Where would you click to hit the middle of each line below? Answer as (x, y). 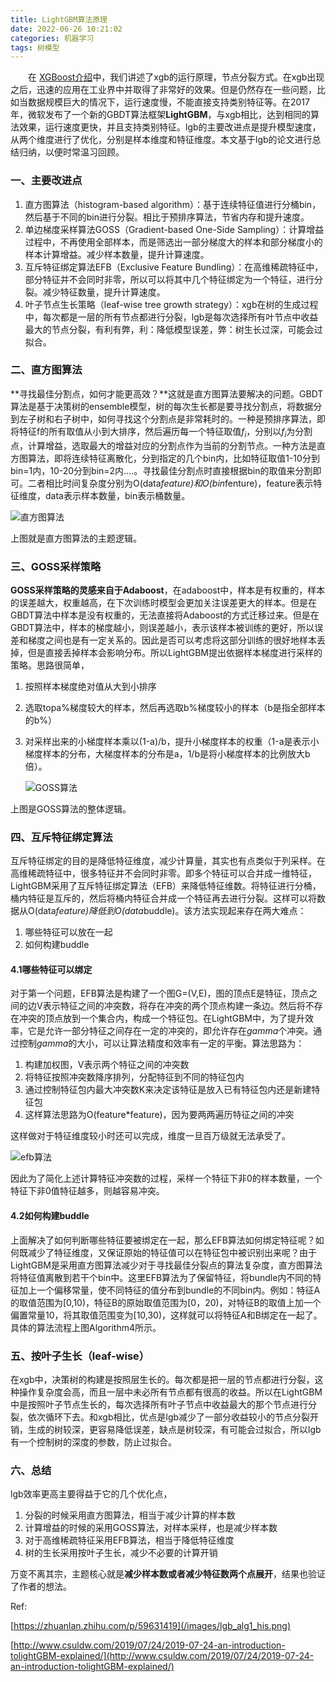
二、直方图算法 (46, 370)
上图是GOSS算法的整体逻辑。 (71, 808)
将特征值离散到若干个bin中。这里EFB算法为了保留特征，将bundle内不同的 (161, 1277)
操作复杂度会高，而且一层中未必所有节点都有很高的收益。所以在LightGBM (170, 1392)
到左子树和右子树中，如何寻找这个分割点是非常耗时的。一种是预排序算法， (163, 418)
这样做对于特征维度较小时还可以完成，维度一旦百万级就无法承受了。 (150, 1136)
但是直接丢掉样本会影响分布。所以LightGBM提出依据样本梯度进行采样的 (175, 652)
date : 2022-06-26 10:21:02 (66, 29)
